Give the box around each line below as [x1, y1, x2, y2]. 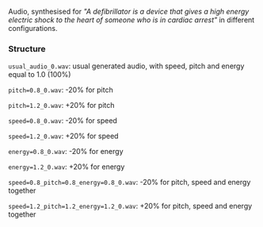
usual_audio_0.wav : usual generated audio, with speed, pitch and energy [8, 61, 245, 71]
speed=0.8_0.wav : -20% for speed [8, 116, 117, 125]
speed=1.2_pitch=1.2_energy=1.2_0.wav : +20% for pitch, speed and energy [8, 202, 253, 211]
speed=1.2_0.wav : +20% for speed [8, 131, 119, 141]
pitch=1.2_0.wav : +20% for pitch [8, 101, 115, 110]
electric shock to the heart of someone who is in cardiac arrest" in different [8, 15, 255, 25]
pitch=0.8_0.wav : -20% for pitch [8, 85, 113, 94]
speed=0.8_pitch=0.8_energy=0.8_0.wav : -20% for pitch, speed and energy [8, 178, 251, 187]
